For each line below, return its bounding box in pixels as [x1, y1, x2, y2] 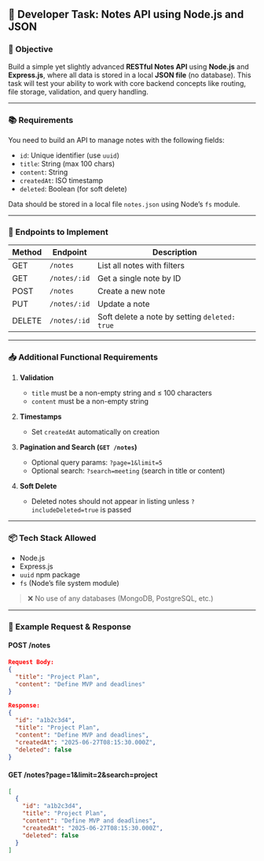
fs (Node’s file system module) [19, 578, 119, 587]
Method [12, 247, 42, 258]
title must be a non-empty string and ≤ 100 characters [31, 388, 212, 397]
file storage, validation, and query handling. [8, 87, 149, 96]
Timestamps [19, 412, 62, 421]
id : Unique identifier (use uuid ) [19, 151, 120, 160]
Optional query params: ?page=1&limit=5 [31, 457, 163, 467]
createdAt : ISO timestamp [19, 175, 104, 185]
